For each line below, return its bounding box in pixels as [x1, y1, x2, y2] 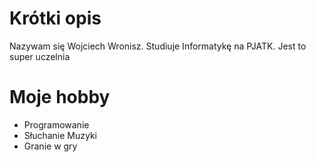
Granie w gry [23, 140, 78, 152]
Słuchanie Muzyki [23, 129, 98, 141]
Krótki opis [9, 7, 102, 30]
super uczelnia [9, 50, 71, 62]
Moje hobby [9, 86, 111, 109]
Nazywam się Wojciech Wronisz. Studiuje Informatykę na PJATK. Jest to [9, 40, 307, 52]
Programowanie [23, 118, 90, 131]
